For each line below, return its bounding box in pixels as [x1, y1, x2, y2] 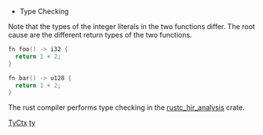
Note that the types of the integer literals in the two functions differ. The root [8, 22, 255, 31]
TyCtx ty [8, 118, 36, 128]
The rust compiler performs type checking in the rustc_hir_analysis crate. [8, 103, 245, 112]
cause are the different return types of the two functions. [8, 31, 192, 39]
